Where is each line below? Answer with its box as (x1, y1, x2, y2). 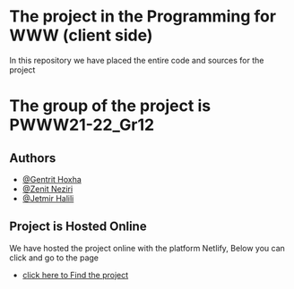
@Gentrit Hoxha (22, 174, 82, 184)
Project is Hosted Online (9, 219, 147, 234)
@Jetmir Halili (22, 192, 74, 203)
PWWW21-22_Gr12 (9, 115, 155, 135)
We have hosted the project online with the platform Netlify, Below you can (9, 242, 285, 253)
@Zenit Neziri (22, 183, 73, 194)
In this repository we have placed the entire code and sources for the (9, 55, 264, 65)
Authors (9, 150, 56, 166)
